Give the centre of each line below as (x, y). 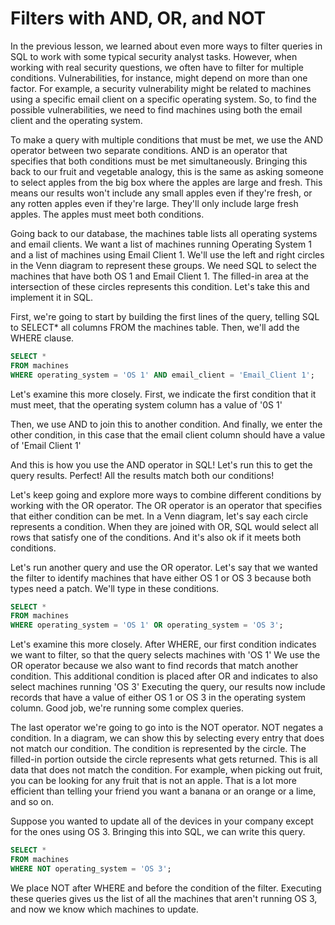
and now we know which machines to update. (104, 909)
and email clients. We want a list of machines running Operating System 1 (161, 244)
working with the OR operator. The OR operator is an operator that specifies (166, 505)
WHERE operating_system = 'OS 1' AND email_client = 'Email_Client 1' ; (162, 375)
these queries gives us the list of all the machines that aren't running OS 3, (164, 898)
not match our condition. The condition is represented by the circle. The (158, 749)
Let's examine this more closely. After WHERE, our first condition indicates (163, 644)
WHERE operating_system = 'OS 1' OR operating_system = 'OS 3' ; (147, 625)
